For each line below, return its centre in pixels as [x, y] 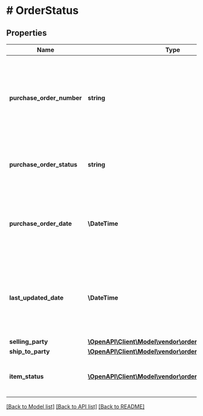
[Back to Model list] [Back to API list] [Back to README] [76, 407]
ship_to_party [30, 352]
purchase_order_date [41, 223]
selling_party [29, 342]
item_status [27, 376]
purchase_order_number [46, 98]
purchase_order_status [43, 164]
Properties [27, 33]
